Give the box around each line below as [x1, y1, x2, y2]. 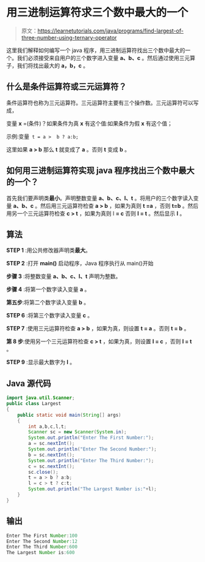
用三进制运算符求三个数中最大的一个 [6, 6, 189, 20]
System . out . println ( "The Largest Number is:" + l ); [28, 486, 157, 492]
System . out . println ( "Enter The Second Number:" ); [28, 446, 157, 452]
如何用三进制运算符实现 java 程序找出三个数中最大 [6, 165, 195, 176]
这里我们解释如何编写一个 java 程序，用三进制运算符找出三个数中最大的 [6, 47, 185, 54]
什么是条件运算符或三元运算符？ [6, 82, 127, 92]
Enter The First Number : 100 [6, 533, 78, 539]
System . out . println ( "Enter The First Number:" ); [28, 435, 154, 441]
